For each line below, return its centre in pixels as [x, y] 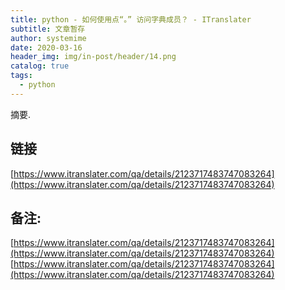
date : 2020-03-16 [46, 47]
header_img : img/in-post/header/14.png [93, 57]
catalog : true [40, 66]
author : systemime [48, 38]
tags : [21, 76]
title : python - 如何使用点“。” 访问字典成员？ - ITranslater [131, 19]
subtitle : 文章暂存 [48, 29]
